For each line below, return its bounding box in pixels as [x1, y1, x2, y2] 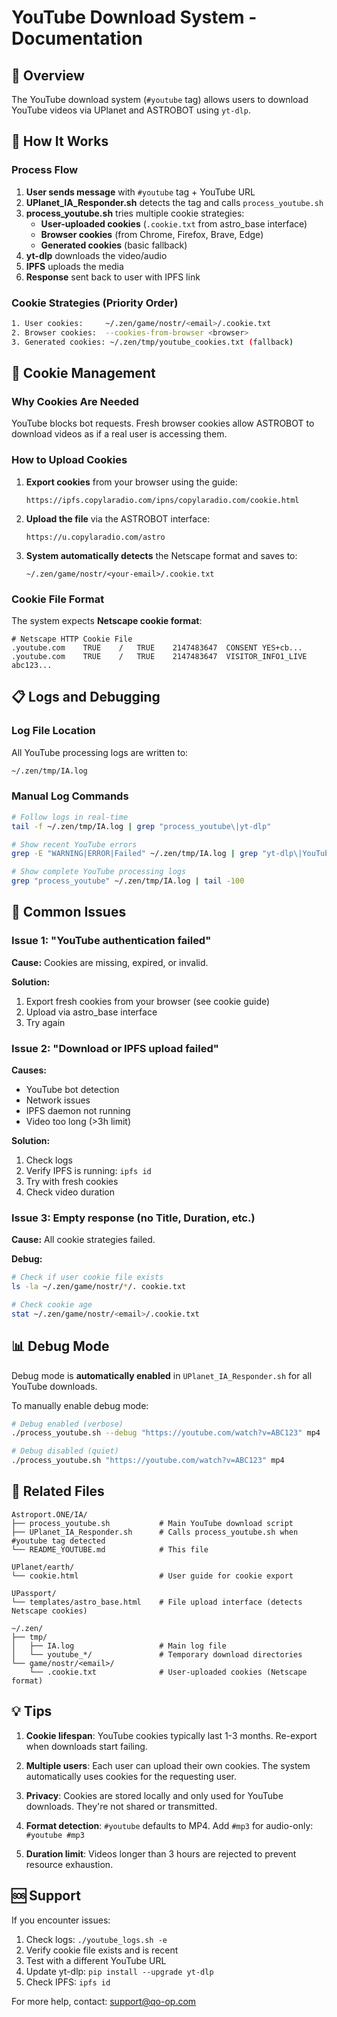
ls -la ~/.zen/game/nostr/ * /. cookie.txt [11, 1282, 187, 1292]
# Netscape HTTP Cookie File [11, 634, 133, 644]
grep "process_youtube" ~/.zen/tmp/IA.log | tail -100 [11, 876, 245, 886]
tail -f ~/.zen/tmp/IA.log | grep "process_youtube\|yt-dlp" [11, 821, 272, 831]
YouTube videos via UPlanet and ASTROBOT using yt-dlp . [11, 104, 251, 116]
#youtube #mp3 [25, 1830, 85, 1840]
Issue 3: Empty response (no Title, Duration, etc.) [11, 1211, 256, 1225]
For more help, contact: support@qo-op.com [11, 1995, 197, 2007]
